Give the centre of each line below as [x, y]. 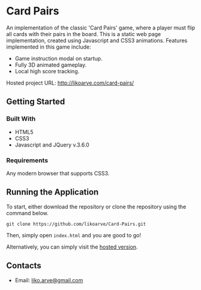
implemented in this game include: [49, 47]
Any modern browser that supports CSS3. [58, 173]
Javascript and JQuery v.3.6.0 [52, 145]
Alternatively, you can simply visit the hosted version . [72, 247]
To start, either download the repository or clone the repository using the [96, 207]
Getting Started [36, 102]
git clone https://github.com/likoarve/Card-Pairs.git [76, 224]
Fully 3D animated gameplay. [51, 65]
